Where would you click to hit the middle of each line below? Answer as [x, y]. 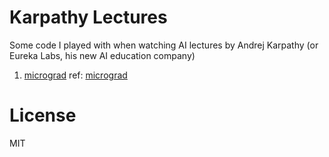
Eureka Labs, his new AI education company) [102, 55]
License [43, 115]
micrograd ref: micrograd [75, 75]
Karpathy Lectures [88, 17]
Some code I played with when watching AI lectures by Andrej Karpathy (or [164, 45]
